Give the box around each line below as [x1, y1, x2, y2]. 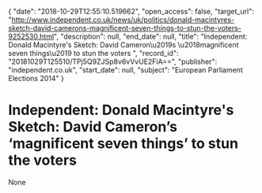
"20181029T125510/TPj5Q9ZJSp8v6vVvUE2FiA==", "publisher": [8, 57, 218, 66]
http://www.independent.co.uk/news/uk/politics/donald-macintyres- [11, 15, 235, 24]
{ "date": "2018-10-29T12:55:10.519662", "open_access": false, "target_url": [8, 7, 255, 16]
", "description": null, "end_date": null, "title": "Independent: [54, 32, 248, 41]
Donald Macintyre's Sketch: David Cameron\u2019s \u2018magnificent [8, 40, 239, 50]
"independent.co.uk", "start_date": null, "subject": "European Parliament [8, 65, 243, 74]
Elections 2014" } [8, 74, 65, 83]
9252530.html [8, 32, 55, 41]
